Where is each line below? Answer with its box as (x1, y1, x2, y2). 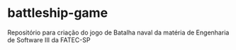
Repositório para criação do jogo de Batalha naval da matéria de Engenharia (7, 28, 230, 37)
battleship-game (7, 5, 108, 21)
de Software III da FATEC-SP (7, 35, 91, 44)
